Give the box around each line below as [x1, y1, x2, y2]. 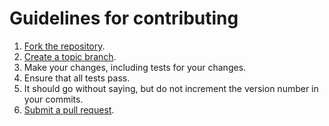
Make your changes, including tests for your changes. [23, 61, 247, 73]
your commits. [23, 93, 84, 105]
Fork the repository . [23, 40, 106, 52]
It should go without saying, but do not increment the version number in [23, 82, 319, 94]
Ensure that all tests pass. [23, 72, 131, 84]
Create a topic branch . [23, 50, 117, 62]
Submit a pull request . [23, 103, 115, 116]
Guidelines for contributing [9, 7, 239, 30]
